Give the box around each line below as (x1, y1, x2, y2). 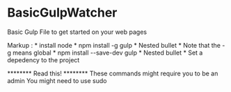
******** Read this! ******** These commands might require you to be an (7, 69, 218, 77)
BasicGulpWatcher (7, 5, 118, 21)
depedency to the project (7, 55, 80, 64)
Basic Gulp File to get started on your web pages (7, 28, 148, 36)
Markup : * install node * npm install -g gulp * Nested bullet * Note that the (7, 41, 221, 49)
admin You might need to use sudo (7, 76, 107, 84)
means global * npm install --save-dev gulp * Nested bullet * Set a (13, 48, 203, 57)
